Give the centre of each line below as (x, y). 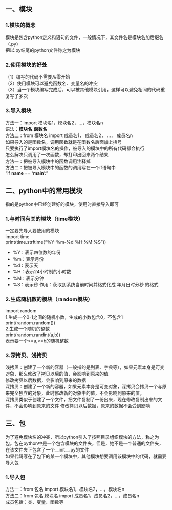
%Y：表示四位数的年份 (37, 252)
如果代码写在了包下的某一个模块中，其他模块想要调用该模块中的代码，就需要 (86, 456)
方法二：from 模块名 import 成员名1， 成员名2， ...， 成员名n (69, 135)
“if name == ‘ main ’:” (27, 173)
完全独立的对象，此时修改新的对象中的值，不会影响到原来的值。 (77, 393)
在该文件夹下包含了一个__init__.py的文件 (47, 449)
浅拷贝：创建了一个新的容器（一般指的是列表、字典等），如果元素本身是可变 (85, 367)
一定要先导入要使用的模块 (32, 231)
